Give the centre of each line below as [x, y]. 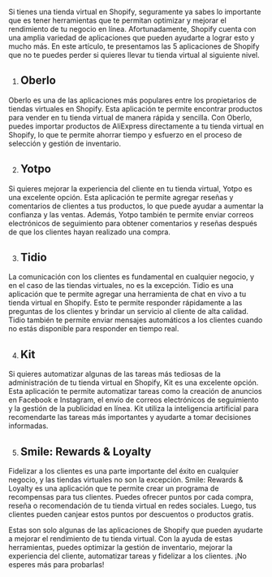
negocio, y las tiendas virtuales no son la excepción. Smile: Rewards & [126, 480]
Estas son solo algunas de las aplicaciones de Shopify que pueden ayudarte [136, 530]
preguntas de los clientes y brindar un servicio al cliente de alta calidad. [129, 312]
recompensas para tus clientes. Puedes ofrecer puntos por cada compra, [131, 497]
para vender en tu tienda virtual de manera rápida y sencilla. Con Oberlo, [130, 117]
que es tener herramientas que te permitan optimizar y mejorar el [118, 20]
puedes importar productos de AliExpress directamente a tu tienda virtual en [136, 126]
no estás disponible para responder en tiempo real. [94, 329]
